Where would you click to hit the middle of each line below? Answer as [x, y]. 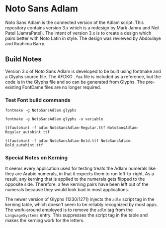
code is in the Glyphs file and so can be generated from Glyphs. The [75, 82]
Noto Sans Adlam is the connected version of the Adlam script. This [75, 22]
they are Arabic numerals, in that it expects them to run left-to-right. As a [80, 174]
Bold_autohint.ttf [24, 145]
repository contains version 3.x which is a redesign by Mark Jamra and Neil [83, 27]
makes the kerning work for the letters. [45, 221]
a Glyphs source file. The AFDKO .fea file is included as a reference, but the [83, 76]
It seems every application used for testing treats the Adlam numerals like [80, 169]
